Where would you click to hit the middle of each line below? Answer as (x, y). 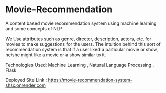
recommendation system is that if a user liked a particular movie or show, (82, 49)
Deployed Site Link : (26, 80)
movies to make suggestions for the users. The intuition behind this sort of (83, 44)
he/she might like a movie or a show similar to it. (56, 55)
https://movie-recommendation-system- (90, 80)
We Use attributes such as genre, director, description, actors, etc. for (78, 39)
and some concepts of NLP (34, 28)
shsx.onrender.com (25, 85)
